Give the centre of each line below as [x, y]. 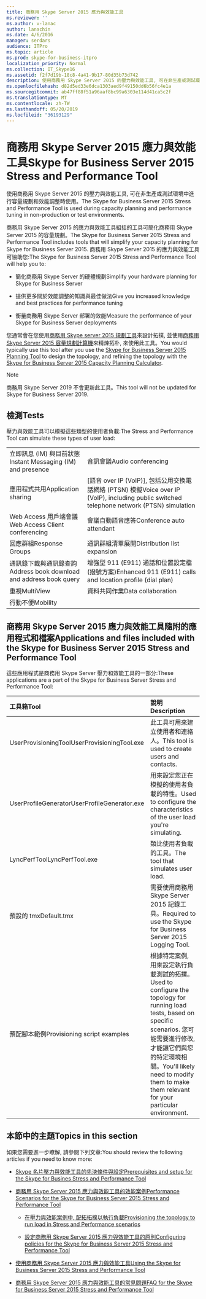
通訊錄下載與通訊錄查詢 [44, 564]
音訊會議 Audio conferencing [128, 461]
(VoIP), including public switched [134, 498]
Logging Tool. [170, 945]
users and [164, 756]
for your [162, 1097]
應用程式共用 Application [44, 489]
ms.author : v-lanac [31, 23]
